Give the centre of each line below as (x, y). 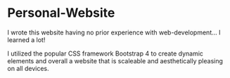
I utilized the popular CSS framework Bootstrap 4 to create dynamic (106, 53)
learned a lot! (26, 39)
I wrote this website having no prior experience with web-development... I (114, 32)
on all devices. (28, 68)
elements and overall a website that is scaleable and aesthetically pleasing (115, 60)
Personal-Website (61, 13)
